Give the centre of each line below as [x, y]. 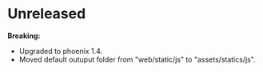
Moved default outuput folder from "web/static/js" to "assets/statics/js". [137, 59]
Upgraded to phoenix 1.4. [61, 51]
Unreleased [47, 14]
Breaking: [24, 36]
